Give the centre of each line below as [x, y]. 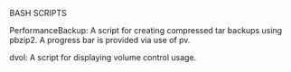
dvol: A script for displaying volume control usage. [103, 57]
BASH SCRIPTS [38, 13]
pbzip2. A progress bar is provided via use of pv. [100, 40]
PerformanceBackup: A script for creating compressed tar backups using [146, 30]
